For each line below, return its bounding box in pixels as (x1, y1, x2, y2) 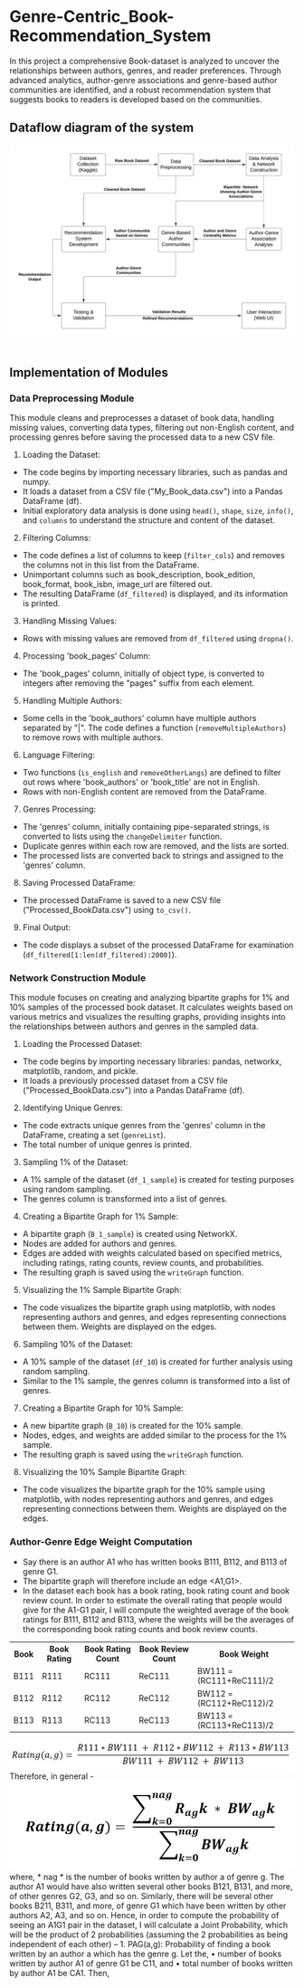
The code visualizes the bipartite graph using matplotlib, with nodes (22, 1302, 276, 1313)
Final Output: (22, 922, 71, 933)
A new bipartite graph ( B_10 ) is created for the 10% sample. (22, 1421, 244, 1431)
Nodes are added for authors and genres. (22, 1238, 178, 1250)
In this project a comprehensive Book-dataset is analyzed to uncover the (9, 55, 280, 66)
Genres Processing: (22, 803, 97, 815)
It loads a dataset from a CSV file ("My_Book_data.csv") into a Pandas (22, 486, 283, 497)
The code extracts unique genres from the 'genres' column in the (22, 1120, 266, 1131)
